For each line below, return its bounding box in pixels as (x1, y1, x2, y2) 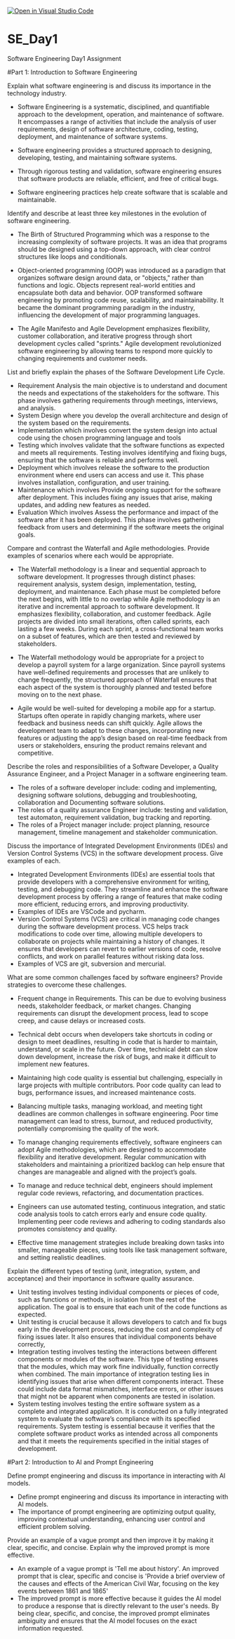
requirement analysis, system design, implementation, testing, (17, 579, 197, 588)
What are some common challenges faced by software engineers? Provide (7, 973, 223, 981)
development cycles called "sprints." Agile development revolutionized (17, 339, 222, 347)
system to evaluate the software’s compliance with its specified (17, 1414, 201, 1423)
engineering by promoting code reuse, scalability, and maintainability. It (17, 295, 224, 304)
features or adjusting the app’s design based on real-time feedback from (17, 734, 228, 742)
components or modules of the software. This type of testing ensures (17, 1354, 219, 1363)
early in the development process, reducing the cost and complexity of (17, 1325, 222, 1333)
